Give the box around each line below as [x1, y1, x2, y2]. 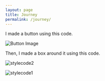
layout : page [5, 7, 33, 13]
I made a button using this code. [5, 31, 73, 37]
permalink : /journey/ [5, 17, 51, 22]
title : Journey [5, 12, 38, 17]
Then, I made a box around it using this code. [5, 50, 100, 56]
